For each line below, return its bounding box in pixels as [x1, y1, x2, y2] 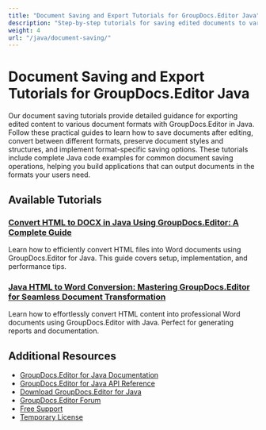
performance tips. [8, 261, 67, 271]
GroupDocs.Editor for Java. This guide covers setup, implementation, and [8, 253, 248, 263]
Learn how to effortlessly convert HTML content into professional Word [8, 309, 241, 319]
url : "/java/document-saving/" [8, 33, 112, 42]
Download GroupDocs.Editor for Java [19, 386, 142, 397]
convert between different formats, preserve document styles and [8, 136, 224, 146]
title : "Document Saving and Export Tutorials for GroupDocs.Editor [8, 11, 239, 20]
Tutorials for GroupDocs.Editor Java [8, 85, 250, 103]
